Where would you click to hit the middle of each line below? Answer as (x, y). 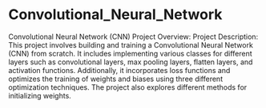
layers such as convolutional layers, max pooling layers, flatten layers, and (131, 62)
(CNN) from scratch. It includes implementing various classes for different (130, 53)
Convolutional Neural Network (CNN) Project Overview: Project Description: (133, 37)
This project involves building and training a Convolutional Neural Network (131, 44)
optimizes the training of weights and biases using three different (115, 79)
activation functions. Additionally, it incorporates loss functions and (119, 70)
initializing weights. (40, 95)
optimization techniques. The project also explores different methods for (128, 87)
